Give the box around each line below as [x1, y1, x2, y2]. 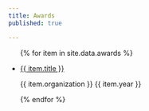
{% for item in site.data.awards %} [19, 48, 133, 57]
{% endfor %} [19, 94, 66, 104]
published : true [8, 19, 62, 27]
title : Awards [8, 11, 56, 20]
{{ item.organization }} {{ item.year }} [19, 79, 142, 89]
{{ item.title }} [19, 63, 65, 73]
